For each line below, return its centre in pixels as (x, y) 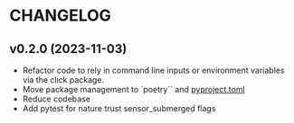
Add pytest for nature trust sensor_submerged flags (119, 108)
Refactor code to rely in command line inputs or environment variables (153, 70)
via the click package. (63, 80)
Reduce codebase (56, 99)
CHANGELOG (60, 16)
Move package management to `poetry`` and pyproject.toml (134, 89)
